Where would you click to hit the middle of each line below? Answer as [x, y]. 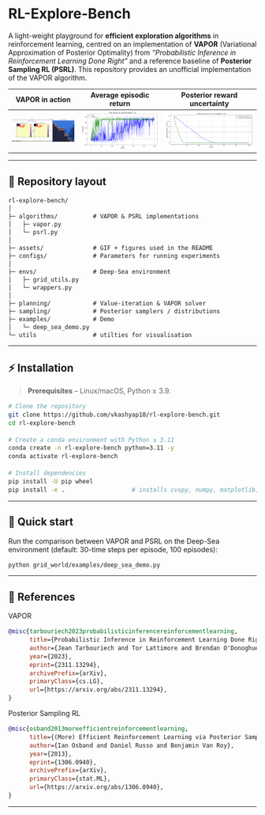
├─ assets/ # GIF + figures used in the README [111, 248]
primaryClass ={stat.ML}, [70, 779]
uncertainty [209, 104]
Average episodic [120, 95]
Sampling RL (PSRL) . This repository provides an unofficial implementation [130, 69]
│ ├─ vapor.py [35, 225]
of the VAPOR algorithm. [48, 78]
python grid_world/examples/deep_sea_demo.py [84, 565]
